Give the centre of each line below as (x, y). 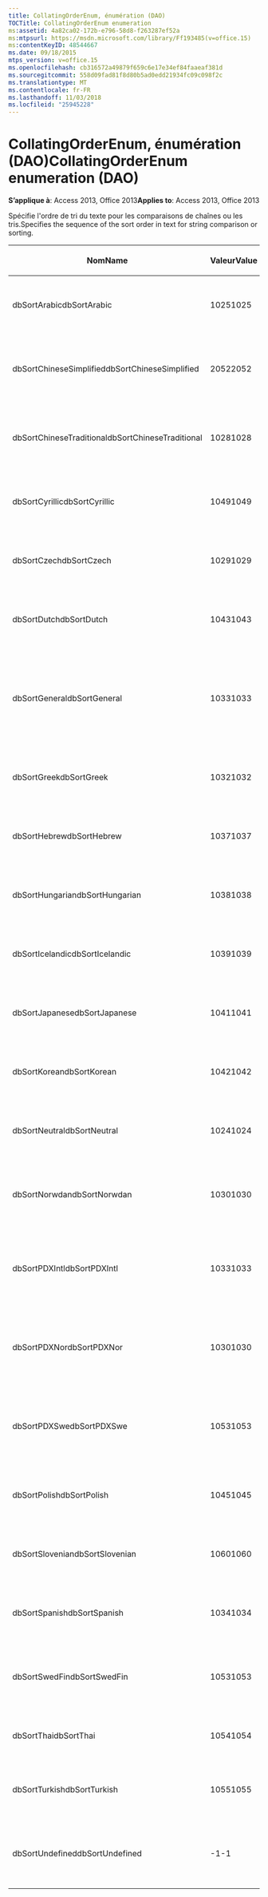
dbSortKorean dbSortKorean (65, 1072)
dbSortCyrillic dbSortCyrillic (63, 502)
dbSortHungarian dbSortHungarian (77, 895)
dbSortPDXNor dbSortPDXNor (68, 1347)
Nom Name (107, 260)
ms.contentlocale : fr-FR (49, 90)
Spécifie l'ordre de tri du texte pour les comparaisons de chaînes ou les (126, 216)
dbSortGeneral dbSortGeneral (67, 698)
